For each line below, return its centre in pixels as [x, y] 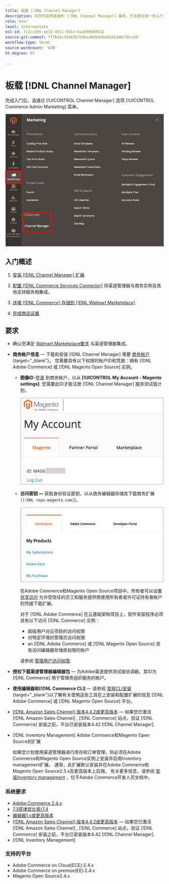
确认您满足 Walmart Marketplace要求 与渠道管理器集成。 [71, 344]
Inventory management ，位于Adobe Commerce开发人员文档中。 [84, 777]
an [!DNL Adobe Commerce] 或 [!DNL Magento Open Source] [91, 644]
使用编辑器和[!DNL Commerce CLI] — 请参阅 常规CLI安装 [72, 688]
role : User [17, 21]
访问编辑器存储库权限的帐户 [61, 650]
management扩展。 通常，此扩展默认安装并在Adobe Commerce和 [81, 765]
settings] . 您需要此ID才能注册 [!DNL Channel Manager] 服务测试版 [89, 384]
